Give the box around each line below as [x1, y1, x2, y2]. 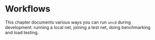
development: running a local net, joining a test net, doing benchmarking [5, 24, 151, 30]
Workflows [5, 3, 50, 14]
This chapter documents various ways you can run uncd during [5, 19, 131, 25]
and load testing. [5, 29, 39, 35]
